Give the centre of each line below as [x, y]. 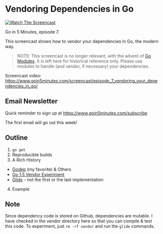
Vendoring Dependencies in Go [69, 9]
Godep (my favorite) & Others [42, 169]
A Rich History [27, 160]
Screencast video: [23, 75]
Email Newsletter [31, 101]
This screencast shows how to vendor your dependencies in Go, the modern [82, 41]
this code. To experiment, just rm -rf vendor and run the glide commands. [80, 226]
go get [19, 150]
